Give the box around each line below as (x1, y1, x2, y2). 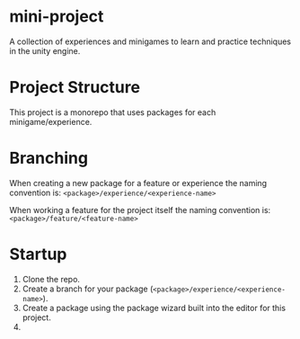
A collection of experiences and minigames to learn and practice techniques (9, 36, 292, 47)
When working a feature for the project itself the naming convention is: (9, 204, 271, 215)
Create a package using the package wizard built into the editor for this (22, 302, 286, 313)
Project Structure (9, 77, 141, 98)
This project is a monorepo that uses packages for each (9, 106, 216, 118)
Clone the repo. (22, 273, 81, 284)
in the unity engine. (9, 45, 81, 56)
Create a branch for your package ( (22, 283, 154, 294)
